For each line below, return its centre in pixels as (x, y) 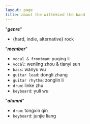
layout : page (19, 10)
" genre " (14, 29)
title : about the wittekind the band (45, 15)
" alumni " (15, 100)
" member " (17, 49)
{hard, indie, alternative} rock (43, 39)
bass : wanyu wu (29, 69)
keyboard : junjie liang (34, 116)
